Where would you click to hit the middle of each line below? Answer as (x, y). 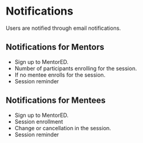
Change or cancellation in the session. (63, 128)
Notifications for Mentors (55, 47)
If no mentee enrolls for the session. (60, 75)
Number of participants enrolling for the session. (75, 68)
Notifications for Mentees (56, 101)
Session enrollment (39, 121)
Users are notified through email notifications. (64, 28)
